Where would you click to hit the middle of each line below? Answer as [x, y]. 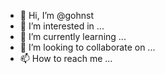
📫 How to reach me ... [66, 58]
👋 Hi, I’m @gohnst [57, 15]
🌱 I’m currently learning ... [73, 36]
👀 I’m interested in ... [62, 26]
